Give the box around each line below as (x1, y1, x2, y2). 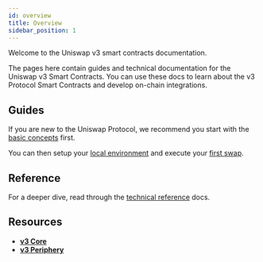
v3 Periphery (19, 245, 64, 254)
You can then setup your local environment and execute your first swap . (8, 148, 244, 158)
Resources (8, 215, 63, 229)
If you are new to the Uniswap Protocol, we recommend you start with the (8, 125, 249, 134)
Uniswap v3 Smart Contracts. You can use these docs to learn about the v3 (8, 72, 256, 82)
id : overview (8, 11, 52, 20)
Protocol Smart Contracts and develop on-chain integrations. (8, 80, 208, 90)
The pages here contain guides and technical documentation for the (8, 64, 231, 73)
